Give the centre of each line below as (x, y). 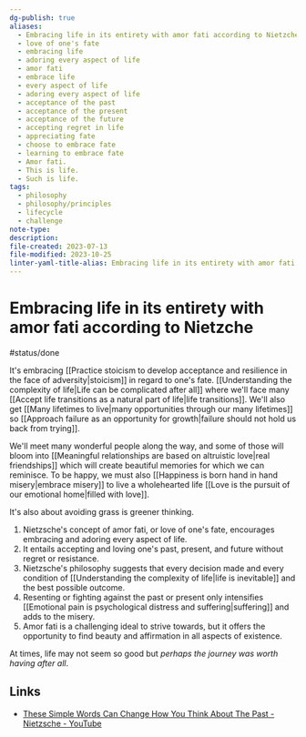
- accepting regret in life (71, 128)
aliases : (26, 26)
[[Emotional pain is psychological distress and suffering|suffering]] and (156, 607)
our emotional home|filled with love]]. (80, 494)
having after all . (39, 663)
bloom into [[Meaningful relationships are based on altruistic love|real (140, 455)
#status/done (35, 352)
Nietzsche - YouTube (62, 723)
